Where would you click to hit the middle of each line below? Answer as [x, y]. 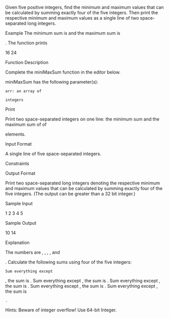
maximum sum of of [26, 124]
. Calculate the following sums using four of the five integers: [69, 262]
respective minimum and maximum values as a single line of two [72, 18]
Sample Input [19, 203]
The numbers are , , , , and [33, 252]
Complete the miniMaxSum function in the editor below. [63, 72]
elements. [16, 134]
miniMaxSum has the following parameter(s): [52, 82]
